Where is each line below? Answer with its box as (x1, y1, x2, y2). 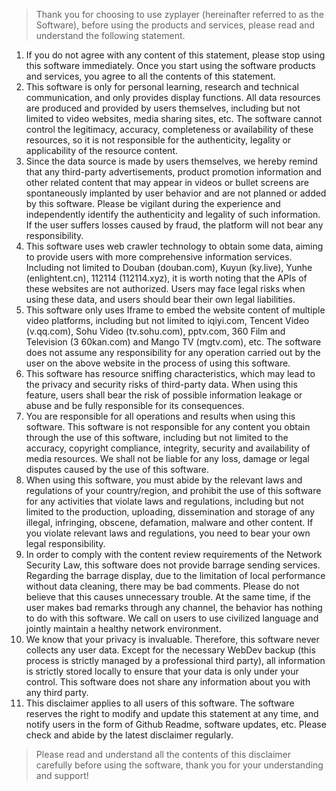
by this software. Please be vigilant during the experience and (25, 198, 281, 209)
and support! (35, 770, 89, 781)
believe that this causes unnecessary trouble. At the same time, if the (25, 591, 311, 603)
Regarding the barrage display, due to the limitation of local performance (25, 570, 326, 581)
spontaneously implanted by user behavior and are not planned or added (25, 187, 327, 199)
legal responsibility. (25, 538, 106, 549)
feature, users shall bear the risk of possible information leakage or (25, 389, 303, 401)
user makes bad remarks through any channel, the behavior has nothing (25, 602, 323, 613)
